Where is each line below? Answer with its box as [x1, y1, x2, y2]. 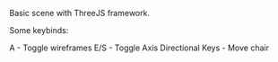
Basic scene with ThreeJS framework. [9, 8, 151, 18]
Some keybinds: [9, 25, 69, 35]
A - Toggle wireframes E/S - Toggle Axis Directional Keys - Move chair [9, 42, 269, 53]
